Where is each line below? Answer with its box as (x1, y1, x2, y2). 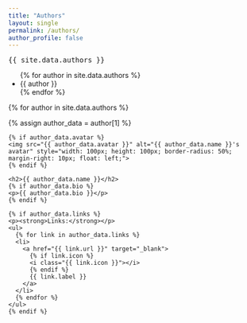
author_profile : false (8, 33, 83, 42)
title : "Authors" (8, 11, 66, 20)
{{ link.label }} (29, 273, 87, 281)
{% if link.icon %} (29, 252, 94, 260)
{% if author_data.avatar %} (8, 134, 105, 142)
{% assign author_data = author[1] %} (8, 119, 132, 128)
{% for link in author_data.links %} (15, 232, 141, 239)
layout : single (8, 19, 59, 27)
